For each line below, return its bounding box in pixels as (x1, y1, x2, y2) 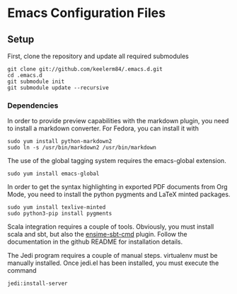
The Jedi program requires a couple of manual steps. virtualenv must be (7, 251, 218, 260)
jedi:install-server (7, 280, 69, 288)
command (7, 266, 37, 275)
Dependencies (7, 101, 59, 111)
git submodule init (7, 78, 65, 85)
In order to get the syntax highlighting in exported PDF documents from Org (7, 183, 228, 191)
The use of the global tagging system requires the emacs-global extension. (7, 157, 226, 165)
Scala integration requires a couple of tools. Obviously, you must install (7, 222, 214, 231)
